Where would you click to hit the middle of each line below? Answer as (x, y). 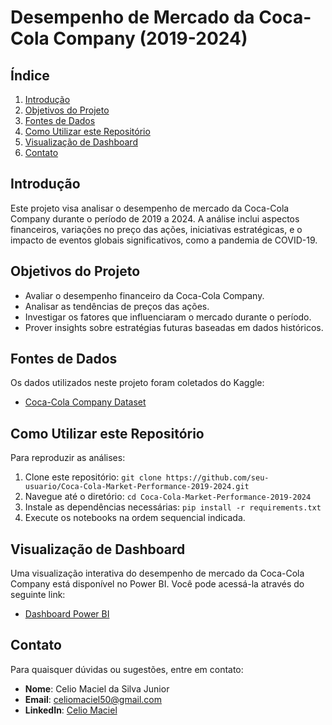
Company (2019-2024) (150, 38)
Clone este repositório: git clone (93, 477)
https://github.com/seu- (217, 478)
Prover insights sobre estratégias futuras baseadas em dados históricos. (174, 327)
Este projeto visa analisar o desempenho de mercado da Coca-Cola (150, 208)
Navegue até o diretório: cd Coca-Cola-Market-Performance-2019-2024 (168, 497)
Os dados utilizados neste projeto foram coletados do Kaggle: (137, 383)
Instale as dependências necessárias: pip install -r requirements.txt (173, 507)
